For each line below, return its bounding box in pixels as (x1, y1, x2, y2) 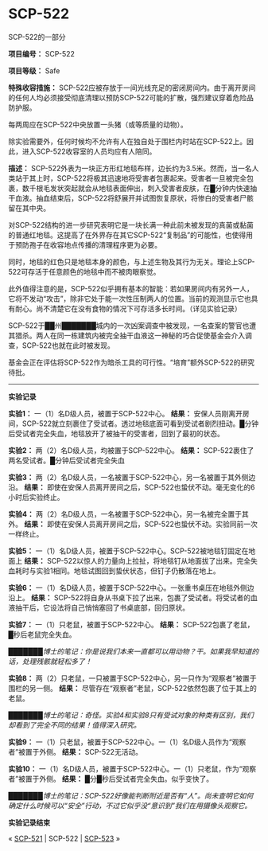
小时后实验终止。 (8, 492, 64, 502)
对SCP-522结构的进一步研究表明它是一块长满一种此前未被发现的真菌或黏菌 (8, 220, 254, 229)
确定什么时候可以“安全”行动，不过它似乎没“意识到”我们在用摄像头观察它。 (8, 801, 252, 810)
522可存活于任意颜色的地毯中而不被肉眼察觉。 (8, 267, 161, 276)
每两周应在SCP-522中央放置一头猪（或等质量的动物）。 (8, 119, 188, 129)
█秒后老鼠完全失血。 (8, 630, 76, 639)
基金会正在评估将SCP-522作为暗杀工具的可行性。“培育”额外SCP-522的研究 (8, 357, 255, 367)
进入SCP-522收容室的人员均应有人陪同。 (21, 146, 157, 156)
